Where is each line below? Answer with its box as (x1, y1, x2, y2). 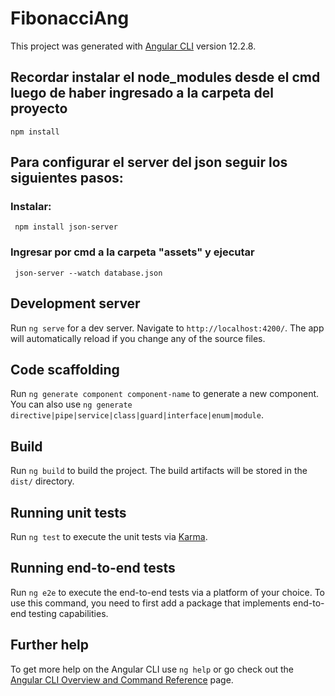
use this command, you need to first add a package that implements (10, 597, 291, 609)
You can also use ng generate (10, 398, 133, 411)
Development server (10, 295, 141, 312)
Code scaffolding (10, 361, 120, 378)
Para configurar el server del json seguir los (10, 154, 288, 171)
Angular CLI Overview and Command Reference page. (10, 673, 234, 686)
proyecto (10, 100, 68, 117)
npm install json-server (14, 222, 118, 232)
